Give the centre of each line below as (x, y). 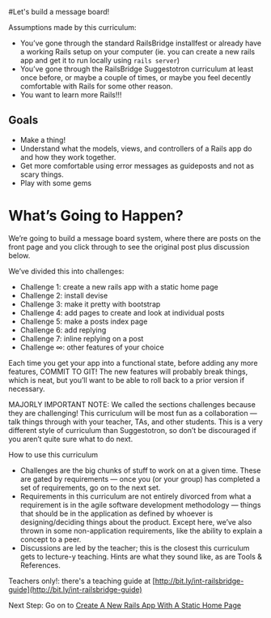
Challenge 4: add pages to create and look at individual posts (122, 312)
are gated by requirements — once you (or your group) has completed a (140, 479)
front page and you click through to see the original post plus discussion (129, 247)
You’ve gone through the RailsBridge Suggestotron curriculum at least (137, 69)
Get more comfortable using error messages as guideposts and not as (137, 165)
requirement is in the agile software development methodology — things (140, 504)
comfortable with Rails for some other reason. (96, 86)
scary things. (42, 174)
